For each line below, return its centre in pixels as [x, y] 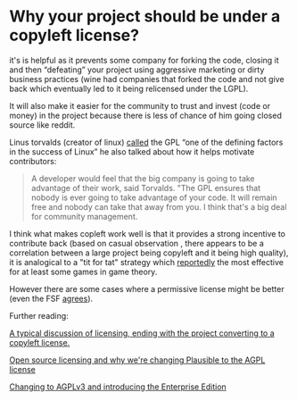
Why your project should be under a [145, 17]
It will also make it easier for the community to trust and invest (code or [140, 105]
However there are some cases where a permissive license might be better [147, 288]
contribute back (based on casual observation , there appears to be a [137, 243]
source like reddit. [42, 125]
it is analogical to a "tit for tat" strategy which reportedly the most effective [146, 262]
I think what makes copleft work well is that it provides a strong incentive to [147, 233]
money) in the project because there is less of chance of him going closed [146, 115]
